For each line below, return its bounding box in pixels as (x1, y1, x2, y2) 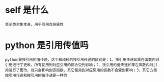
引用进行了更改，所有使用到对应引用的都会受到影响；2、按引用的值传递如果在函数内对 (5, 62, 154, 67)
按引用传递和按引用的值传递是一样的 (5, 73, 68, 78)
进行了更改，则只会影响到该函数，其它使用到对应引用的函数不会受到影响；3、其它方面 (8, 67, 157, 73)
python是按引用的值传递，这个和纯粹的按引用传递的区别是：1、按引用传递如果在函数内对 (5, 57, 160, 62)
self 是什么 (5, 4, 49, 16)
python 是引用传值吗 (5, 40, 89, 51)
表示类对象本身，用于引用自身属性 (5, 22, 64, 27)
